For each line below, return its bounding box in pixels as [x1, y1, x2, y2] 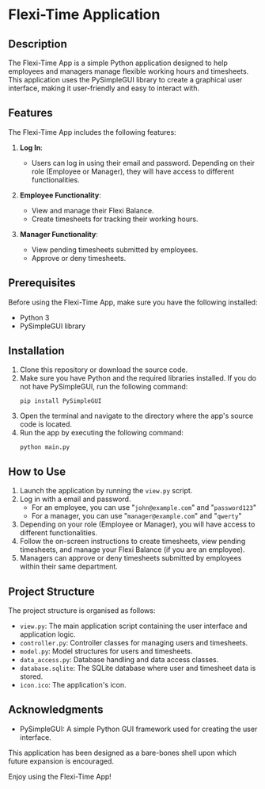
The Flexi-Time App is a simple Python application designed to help [8, 58, 228, 67]
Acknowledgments [8, 703, 104, 717]
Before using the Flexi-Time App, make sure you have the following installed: [8, 297, 258, 307]
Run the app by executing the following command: [19, 428, 184, 438]
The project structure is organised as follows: [8, 606, 156, 615]
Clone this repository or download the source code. [19, 365, 188, 374]
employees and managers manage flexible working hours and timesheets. [8, 67, 249, 76]
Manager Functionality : [19, 229, 99, 239]
